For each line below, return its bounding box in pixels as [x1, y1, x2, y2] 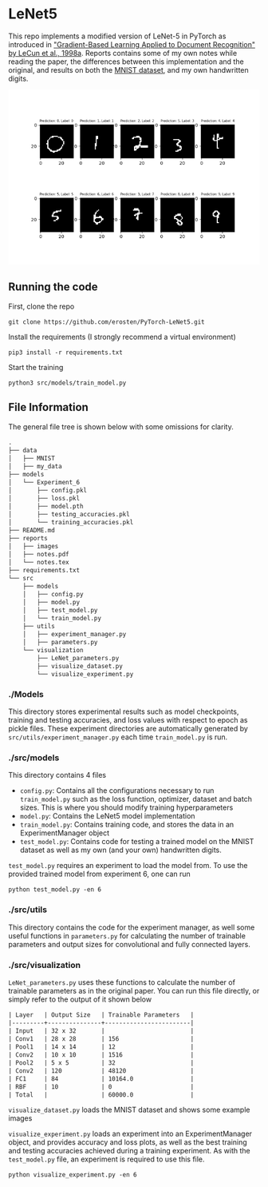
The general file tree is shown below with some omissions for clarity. [8, 421, 234, 432]
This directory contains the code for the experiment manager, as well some [8, 922, 255, 932]
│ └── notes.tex [8, 558, 69, 566]
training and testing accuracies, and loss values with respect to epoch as [8, 715, 248, 724]
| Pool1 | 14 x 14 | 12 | [8, 1042, 195, 1051]
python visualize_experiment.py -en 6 [8, 1170, 137, 1179]
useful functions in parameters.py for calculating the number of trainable [8, 930, 246, 940]
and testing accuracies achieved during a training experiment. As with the [8, 1145, 250, 1155]
